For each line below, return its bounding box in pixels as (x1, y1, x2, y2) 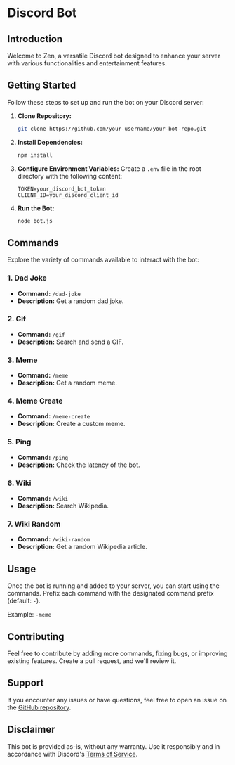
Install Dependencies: (17, 138, 83, 146)
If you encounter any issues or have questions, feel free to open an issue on (7, 695, 227, 704)
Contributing (7, 631, 65, 643)
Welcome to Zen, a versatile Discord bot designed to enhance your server (7, 51, 221, 60)
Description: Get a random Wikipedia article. (17, 543, 147, 551)
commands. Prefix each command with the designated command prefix (7, 589, 214, 598)
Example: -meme (7, 610, 52, 619)
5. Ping (7, 437, 32, 447)
